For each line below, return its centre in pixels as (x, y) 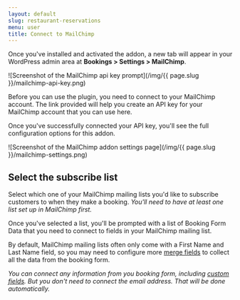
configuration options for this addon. (62, 133)
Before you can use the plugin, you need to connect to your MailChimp (112, 97)
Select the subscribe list (63, 177)
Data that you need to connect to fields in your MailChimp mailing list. (110, 231)
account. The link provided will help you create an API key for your (105, 105)
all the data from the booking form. (59, 260)
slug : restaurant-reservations (54, 21)
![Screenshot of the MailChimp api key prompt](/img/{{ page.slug (104, 76)
